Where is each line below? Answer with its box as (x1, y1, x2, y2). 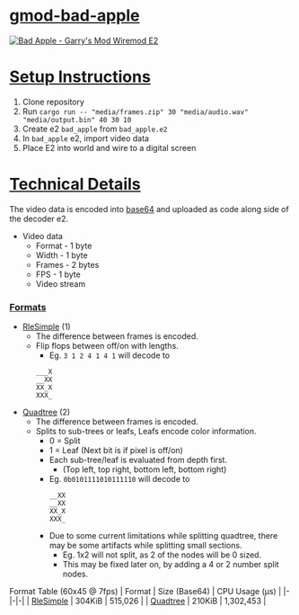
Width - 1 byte (35, 249, 88, 261)
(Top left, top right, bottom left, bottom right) (62, 464, 227, 475)
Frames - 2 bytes (35, 259, 100, 270)
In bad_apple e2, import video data (22, 132, 150, 144)
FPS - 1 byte (35, 269, 81, 280)
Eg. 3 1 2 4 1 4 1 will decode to (48, 350, 171, 361)
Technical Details (9, 174, 141, 194)
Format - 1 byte (35, 240, 92, 251)
